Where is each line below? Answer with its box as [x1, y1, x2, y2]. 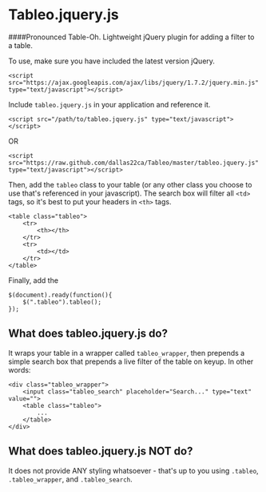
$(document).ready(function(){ [8, 291, 113, 299]
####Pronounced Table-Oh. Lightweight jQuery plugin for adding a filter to [8, 32, 255, 42]
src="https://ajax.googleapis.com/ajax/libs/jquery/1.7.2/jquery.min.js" [8, 79, 260, 87]
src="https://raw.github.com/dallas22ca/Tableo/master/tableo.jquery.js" [8, 159, 260, 167]
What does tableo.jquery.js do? [8, 327, 168, 341]
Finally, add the [8, 275, 58, 285]
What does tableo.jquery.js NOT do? [8, 445, 193, 458]
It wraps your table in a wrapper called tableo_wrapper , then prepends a [8, 348, 245, 357]
